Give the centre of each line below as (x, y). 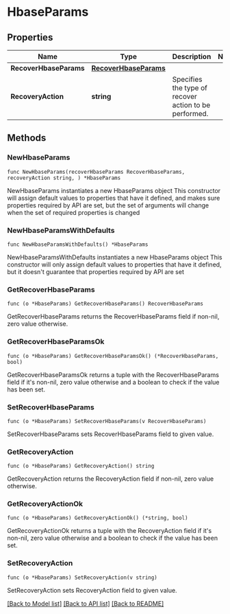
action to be (191, 105)
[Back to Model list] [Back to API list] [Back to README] (86, 603)
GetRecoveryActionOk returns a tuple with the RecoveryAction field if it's (110, 531)
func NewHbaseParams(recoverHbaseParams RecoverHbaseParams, (96, 172)
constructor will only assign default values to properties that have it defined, (114, 264)
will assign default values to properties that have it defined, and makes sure (114, 198)
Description (192, 57)
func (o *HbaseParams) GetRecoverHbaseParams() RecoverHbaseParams (105, 304)
